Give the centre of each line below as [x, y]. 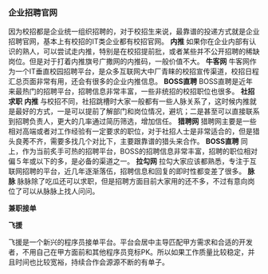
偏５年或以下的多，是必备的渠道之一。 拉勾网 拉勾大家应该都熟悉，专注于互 [132, 161]
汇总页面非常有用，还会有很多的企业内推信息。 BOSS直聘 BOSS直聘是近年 [131, 81]
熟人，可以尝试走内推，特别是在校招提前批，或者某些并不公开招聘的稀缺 [141, 52]
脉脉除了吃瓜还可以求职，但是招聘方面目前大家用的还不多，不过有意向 [132, 181]
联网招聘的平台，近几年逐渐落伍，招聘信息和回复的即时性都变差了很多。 [127, 171]
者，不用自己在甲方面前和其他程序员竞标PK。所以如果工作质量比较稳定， [128, 252]
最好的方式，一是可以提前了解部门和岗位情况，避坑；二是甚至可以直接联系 [137, 111]
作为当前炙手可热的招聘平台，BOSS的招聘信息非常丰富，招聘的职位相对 [140, 151]
